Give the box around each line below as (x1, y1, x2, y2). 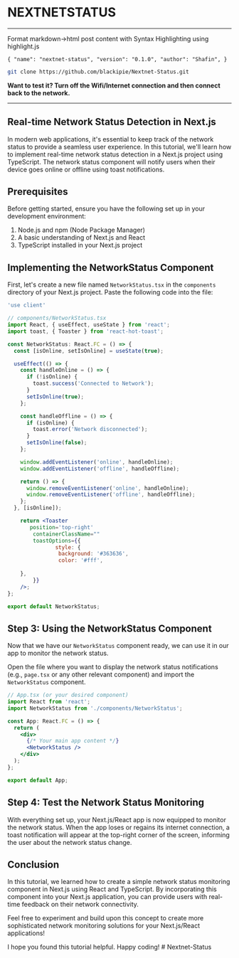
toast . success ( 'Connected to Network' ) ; (33, 380, 154, 388)
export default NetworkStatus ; (7, 602, 100, 610)
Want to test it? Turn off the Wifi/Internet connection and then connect (7, 81, 221, 90)
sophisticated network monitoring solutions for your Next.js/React (7, 922, 201, 930)
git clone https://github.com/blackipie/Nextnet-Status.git (7, 68, 190, 75)
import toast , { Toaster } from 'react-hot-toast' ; (7, 328, 164, 335)
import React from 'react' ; (7, 698, 91, 706)
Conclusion (7, 858, 60, 871)
